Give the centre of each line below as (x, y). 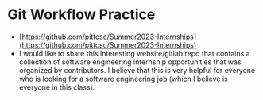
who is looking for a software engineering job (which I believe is (123, 79)
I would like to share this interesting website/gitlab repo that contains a (135, 53)
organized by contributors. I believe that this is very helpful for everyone (137, 70)
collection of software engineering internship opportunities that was (130, 62)
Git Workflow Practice (81, 15)
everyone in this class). (57, 87)
